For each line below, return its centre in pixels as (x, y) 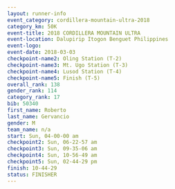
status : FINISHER (32, 174)
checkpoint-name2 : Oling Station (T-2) (65, 59)
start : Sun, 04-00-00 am (43, 136)
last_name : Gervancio (38, 116)
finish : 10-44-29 (32, 168)
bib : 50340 (23, 104)
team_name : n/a (29, 129)
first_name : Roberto (37, 110)
